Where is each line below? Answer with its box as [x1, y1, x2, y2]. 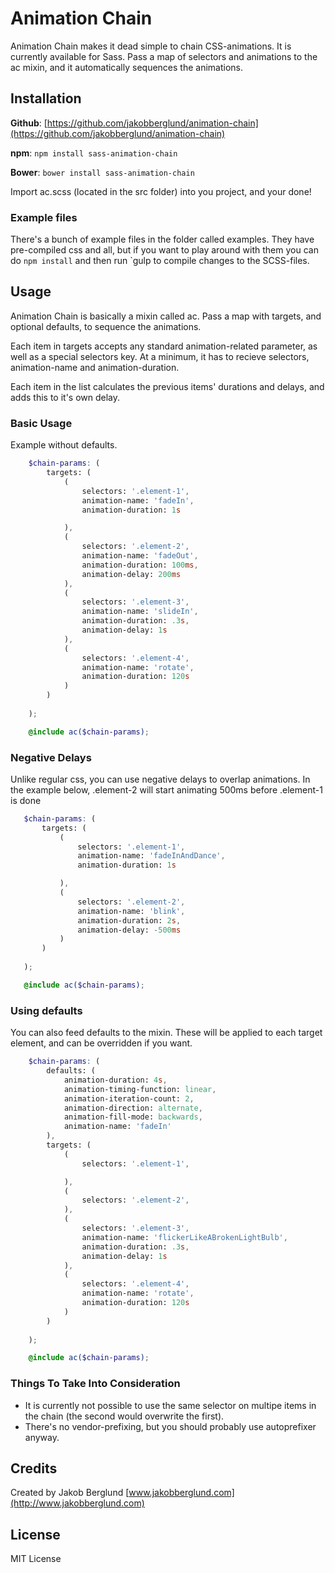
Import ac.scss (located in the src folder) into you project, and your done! [10, 185, 312, 197]
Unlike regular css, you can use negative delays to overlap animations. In [10, 773, 311, 785]
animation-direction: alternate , [63, 1103, 203, 1113]
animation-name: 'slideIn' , [81, 607, 199, 617]
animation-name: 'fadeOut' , [81, 551, 199, 561]
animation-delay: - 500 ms [77, 925, 182, 935]
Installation [10, 90, 82, 107]
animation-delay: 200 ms [81, 569, 182, 579]
